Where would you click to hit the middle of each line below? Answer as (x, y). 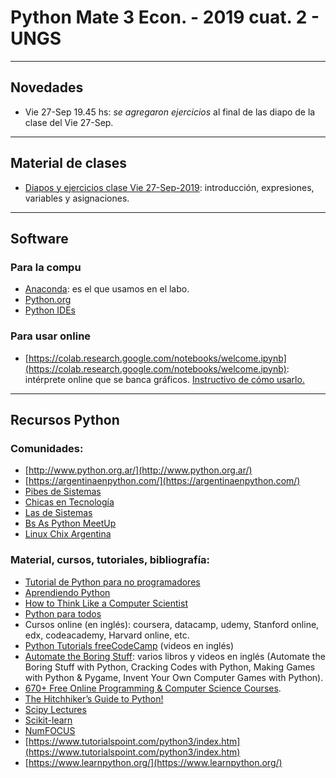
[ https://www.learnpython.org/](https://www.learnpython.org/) (153, 762)
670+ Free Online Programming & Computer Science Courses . (153, 688)
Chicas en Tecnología (69, 502)
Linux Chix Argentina (68, 534)
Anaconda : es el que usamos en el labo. (107, 289)
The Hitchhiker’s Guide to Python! (94, 698)
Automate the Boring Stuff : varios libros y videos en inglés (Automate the (175, 656)
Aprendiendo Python (67, 592)
